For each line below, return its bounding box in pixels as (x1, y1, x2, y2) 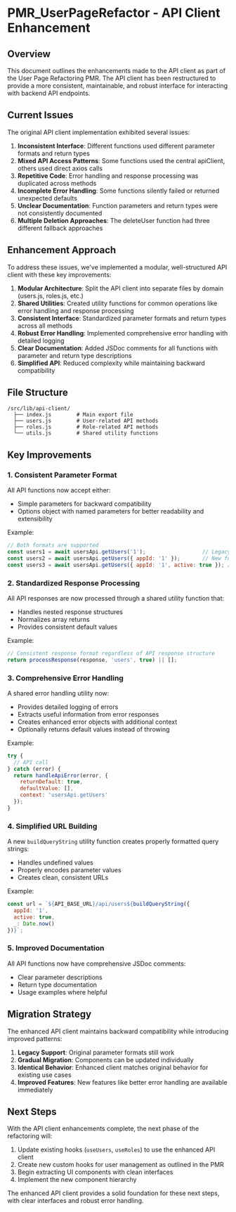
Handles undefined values (17, 858, 93, 867)
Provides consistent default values (17, 623, 118, 631)
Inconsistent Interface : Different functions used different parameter (17, 141, 216, 150)
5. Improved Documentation (7, 943, 105, 953)
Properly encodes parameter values (17, 866, 122, 874)
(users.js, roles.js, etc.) (17, 291, 84, 300)
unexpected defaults (17, 193, 77, 202)
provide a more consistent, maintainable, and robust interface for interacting (7, 82, 228, 89)
